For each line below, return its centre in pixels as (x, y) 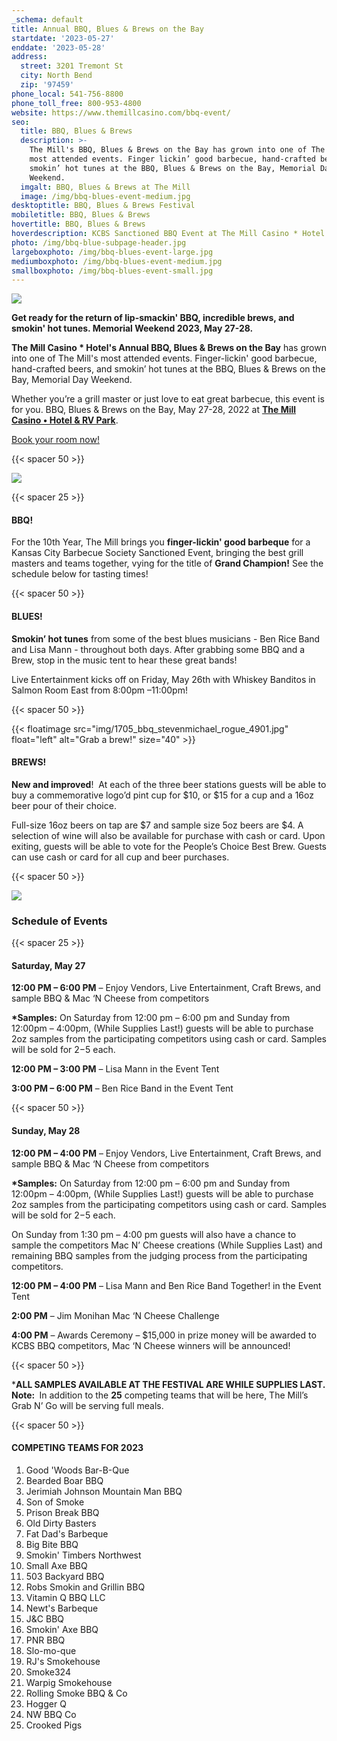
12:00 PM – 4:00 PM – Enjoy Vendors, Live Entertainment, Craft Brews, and (166, 1153)
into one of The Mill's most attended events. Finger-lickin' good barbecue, (164, 358)
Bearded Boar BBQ (64, 1480)
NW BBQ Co (51, 1714)
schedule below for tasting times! (80, 574)
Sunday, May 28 (46, 1130)
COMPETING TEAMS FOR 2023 (77, 1448)
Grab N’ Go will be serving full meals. (87, 1405)
